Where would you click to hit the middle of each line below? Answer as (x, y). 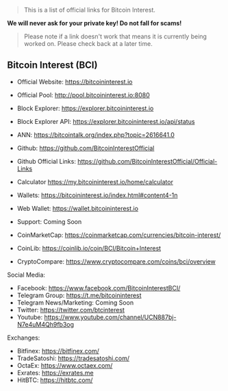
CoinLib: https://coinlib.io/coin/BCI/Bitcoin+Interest (89, 248)
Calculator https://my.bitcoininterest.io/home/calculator (95, 181)
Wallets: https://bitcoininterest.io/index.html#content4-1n (97, 195)
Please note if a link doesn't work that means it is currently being (115, 36)
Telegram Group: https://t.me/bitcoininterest (79, 295)
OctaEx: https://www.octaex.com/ (65, 365)
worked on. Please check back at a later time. (88, 43)
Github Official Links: (47, 161)
